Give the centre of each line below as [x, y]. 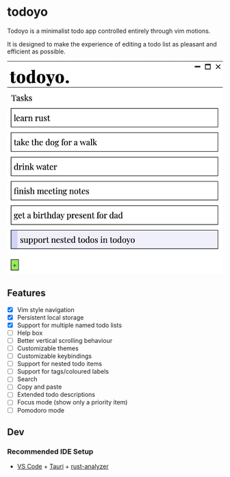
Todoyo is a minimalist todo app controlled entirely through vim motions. [109, 31]
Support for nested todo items [60, 364]
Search [27, 379]
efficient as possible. [37, 51]
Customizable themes [48, 348]
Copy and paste [39, 387]
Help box [30, 333]
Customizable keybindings [54, 356]
